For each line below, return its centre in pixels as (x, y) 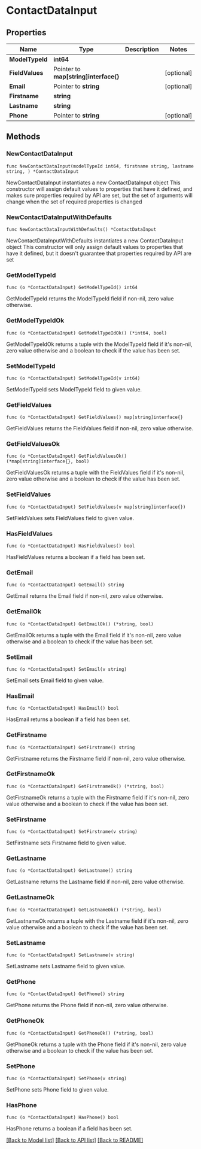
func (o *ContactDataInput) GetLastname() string (69, 871)
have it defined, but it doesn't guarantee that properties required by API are (99, 253)
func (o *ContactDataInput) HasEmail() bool (63, 709)
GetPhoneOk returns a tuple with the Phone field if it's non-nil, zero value (96, 1044)
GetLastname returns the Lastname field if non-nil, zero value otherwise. (96, 882)
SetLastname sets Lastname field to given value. (66, 966)
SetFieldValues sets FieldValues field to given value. (70, 518)
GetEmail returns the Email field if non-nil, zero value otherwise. (85, 596)
